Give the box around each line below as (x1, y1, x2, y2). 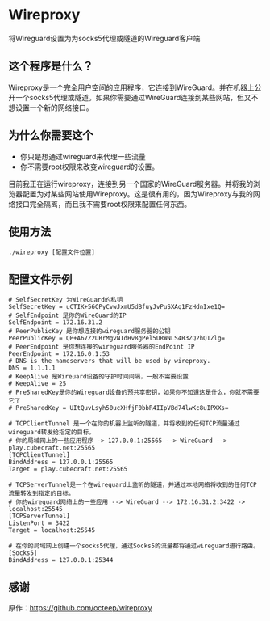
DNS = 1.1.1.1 (8, 364, 56, 373)
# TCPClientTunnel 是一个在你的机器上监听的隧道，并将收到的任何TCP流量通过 (8, 420, 240, 428)
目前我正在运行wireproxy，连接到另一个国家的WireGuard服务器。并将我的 (8, 179, 254, 188)
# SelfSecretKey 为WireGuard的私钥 (8, 296, 123, 304)
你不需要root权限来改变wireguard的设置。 (19, 162, 160, 171)
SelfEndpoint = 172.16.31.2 (8, 319, 103, 327)
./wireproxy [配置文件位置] (8, 248, 95, 256)
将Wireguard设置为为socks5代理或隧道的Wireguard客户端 (8, 33, 201, 43)
